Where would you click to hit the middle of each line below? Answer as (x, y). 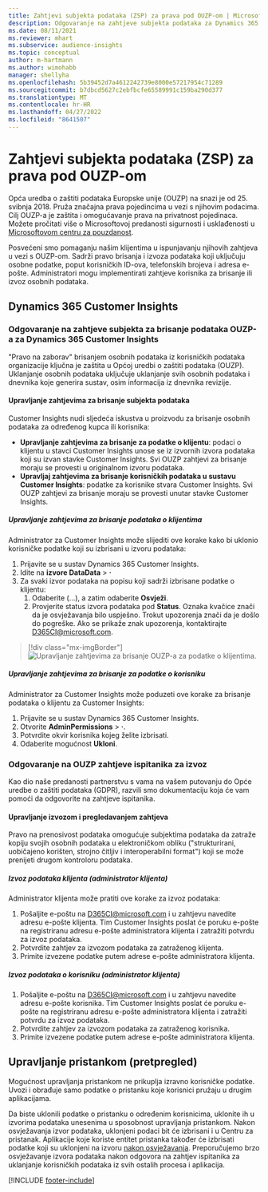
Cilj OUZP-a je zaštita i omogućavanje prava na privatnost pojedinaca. (123, 215)
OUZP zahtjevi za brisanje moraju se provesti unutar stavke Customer (134, 493)
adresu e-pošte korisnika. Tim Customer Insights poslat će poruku (128, 1004)
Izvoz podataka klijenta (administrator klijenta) (88, 878)
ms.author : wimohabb (43, 68)
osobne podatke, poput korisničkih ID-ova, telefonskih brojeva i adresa (124, 264)
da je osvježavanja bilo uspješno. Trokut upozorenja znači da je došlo (146, 615)
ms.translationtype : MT (48, 97)
